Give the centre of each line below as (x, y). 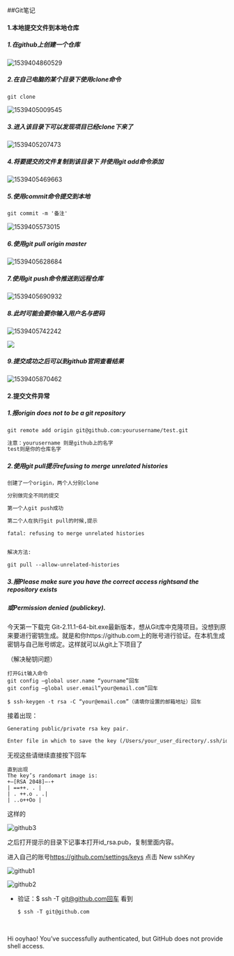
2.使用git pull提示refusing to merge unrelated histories (88, 465)
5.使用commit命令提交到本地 (49, 196)
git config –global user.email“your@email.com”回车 (83, 688)
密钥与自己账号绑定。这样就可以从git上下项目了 (75, 644)
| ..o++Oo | (24, 800)
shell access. (26, 946)
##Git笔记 (22, 10)
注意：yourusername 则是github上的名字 (60, 443)
